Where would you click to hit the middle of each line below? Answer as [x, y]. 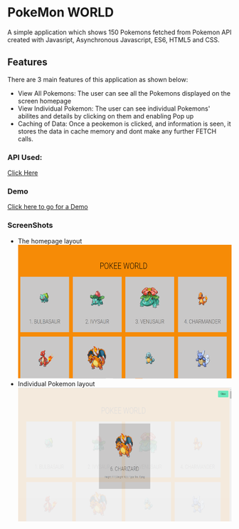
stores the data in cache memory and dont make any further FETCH [117, 131]
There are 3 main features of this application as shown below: [98, 79]
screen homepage [44, 101]
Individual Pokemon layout [56, 383]
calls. [25, 138]
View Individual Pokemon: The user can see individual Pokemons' [114, 109]
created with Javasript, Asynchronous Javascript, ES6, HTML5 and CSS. [114, 39]
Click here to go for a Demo [48, 207]
